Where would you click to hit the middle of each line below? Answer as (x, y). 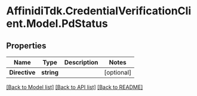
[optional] (118, 72)
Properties (26, 46)
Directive (22, 72)
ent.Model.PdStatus (57, 24)
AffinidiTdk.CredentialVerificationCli (99, 11)
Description (81, 62)
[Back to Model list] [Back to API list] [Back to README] (75, 87)
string (50, 72)
